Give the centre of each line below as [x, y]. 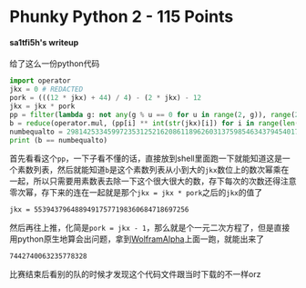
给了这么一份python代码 [55, 64]
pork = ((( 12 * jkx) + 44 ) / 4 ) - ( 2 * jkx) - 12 [106, 98]
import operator [40, 81]
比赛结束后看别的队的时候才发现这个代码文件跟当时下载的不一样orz [135, 274]
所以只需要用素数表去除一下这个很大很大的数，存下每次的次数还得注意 [165, 181]
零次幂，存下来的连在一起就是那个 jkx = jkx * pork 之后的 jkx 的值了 [136, 193]
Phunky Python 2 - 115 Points [122, 17]
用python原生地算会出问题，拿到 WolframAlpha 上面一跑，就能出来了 [137, 239]
